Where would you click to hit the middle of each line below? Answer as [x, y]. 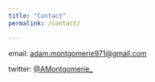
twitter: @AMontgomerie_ [51, 68]
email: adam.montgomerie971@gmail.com [77, 53]
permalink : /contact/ [45, 23]
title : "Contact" [37, 16]
